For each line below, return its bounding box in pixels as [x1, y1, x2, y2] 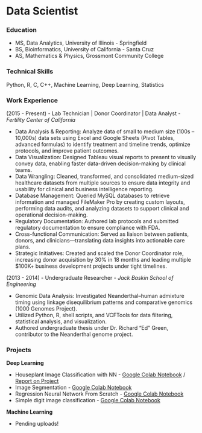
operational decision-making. [14, 211, 88, 218]
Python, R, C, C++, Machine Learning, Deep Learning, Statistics [6, 81, 165, 88]
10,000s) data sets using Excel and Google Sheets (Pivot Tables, [14, 134, 175, 142]
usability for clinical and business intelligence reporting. [14, 186, 154, 193]
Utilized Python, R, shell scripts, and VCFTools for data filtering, [14, 312, 173, 319]
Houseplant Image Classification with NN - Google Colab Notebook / [14, 371, 186, 378]
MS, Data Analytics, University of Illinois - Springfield [14, 39, 147, 46]
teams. [14, 166, 33, 174]
